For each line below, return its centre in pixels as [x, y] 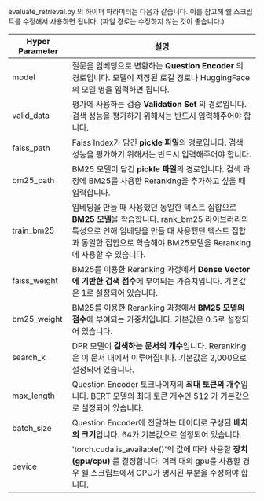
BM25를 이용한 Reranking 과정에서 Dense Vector [161, 269]
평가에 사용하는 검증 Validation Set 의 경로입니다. [159, 104]
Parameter [38, 51]
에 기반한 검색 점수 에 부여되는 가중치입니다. [147, 281]
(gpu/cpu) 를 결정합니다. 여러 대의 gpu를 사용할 [156, 461]
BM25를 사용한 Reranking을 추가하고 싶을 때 [167, 181]
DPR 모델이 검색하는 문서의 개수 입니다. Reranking [159, 346]
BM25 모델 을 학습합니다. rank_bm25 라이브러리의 [160, 219]
